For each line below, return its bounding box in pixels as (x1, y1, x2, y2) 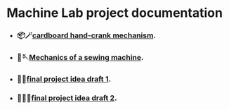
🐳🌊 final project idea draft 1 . (16, 74, 112, 84)
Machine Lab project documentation (6, 5, 223, 21)
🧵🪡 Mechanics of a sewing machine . (16, 53, 144, 63)
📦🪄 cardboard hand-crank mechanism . (16, 30, 156, 40)
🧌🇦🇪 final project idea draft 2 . (16, 93, 117, 103)
